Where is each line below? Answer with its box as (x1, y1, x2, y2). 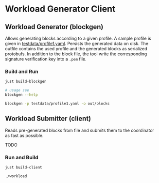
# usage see (5, 88, 29, 93)
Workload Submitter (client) (5, 115, 91, 123)
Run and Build (5, 154, 39, 161)
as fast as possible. (5, 132, 44, 138)
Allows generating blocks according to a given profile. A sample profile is (5, 35, 152, 41)
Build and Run (5, 68, 39, 75)
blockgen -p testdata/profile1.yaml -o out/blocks (5, 101, 110, 106)
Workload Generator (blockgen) (5, 23, 104, 31)
